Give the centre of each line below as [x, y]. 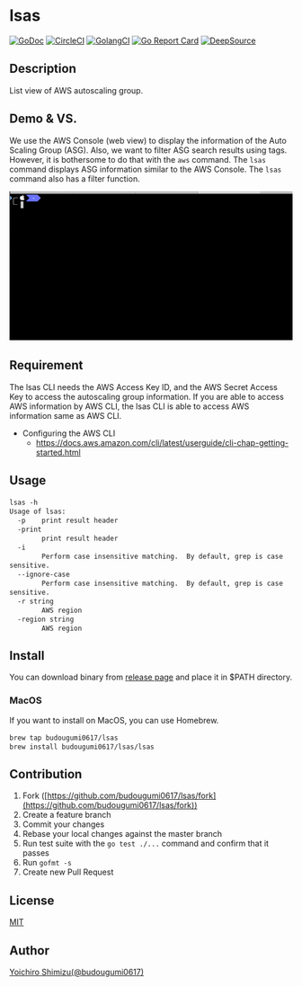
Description [43, 69]
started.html [58, 452]
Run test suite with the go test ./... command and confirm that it [146, 844]
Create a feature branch [67, 815]
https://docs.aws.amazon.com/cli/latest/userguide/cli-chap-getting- [162, 442]
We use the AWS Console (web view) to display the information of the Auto [148, 140]
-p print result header [68, 520]
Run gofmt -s [47, 863]
